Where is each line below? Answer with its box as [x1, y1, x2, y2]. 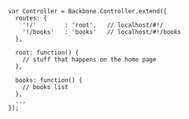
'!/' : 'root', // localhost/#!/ [22, 21, 164, 29]
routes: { [15, 14, 47, 22]
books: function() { [15, 76, 83, 84]
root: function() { [15, 49, 80, 57]
